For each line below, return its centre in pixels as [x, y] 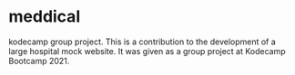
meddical [45, 17]
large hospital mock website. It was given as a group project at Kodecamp [147, 51]
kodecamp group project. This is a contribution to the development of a [142, 42]
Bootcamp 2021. [39, 61]
